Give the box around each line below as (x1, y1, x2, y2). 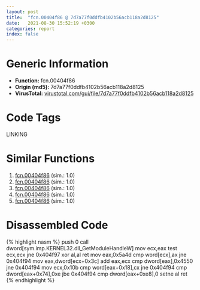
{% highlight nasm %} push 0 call (6, 238, 89, 245)
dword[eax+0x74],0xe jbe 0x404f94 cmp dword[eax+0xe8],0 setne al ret (6, 270, 187, 277)
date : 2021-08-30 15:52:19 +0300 (6, 20, 95, 26)
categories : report (6, 25, 55, 32)
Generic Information (6, 57, 109, 71)
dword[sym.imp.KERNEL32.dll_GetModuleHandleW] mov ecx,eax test (6, 244, 178, 251)
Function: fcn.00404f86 (14, 77, 75, 84)
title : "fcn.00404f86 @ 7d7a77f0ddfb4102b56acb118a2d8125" (6, 14, 160, 20)
